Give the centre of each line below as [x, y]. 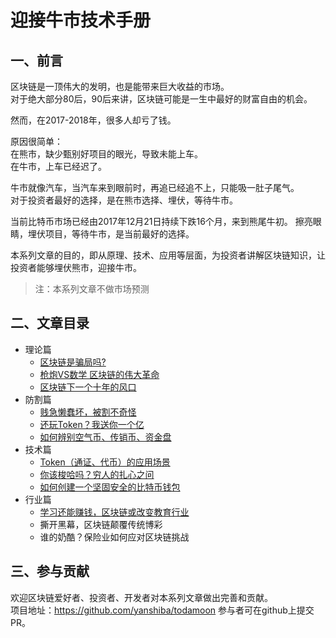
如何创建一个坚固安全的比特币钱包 [110, 487]
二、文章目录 [50, 323]
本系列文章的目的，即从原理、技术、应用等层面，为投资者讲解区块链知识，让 [168, 255]
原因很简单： [36, 141]
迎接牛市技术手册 [81, 20]
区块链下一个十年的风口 [88, 387]
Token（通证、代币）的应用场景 [105, 462]
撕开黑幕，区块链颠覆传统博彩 [101, 524]
